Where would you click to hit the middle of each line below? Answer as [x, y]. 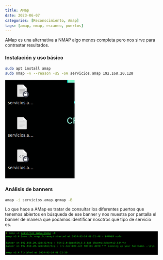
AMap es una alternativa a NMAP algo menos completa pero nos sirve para [80, 40]
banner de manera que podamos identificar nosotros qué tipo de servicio [78, 219]
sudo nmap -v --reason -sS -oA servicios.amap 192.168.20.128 [69, 73]
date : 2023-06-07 [23, 15]
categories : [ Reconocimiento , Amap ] [42, 20]
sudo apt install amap [28, 68]
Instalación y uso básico [34, 58]
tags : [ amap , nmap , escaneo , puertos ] [44, 26]
